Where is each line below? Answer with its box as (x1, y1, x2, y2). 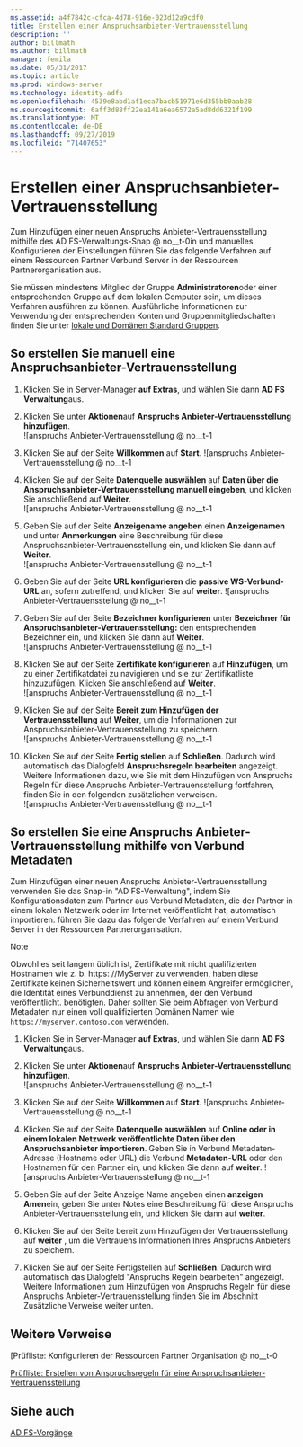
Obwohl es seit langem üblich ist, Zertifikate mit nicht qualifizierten (10, 959, 257, 970)
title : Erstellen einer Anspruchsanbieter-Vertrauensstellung (10, 22, 248, 31)
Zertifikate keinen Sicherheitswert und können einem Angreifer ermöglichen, (10, 978, 294, 989)
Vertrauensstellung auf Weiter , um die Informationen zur (22, 714, 237, 724)
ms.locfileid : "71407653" (10, 138, 107, 147)
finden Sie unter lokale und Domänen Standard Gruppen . (10, 320, 221, 331)
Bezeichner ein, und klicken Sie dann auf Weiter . (22, 631, 205, 643)
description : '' (10, 30, 71, 39)
